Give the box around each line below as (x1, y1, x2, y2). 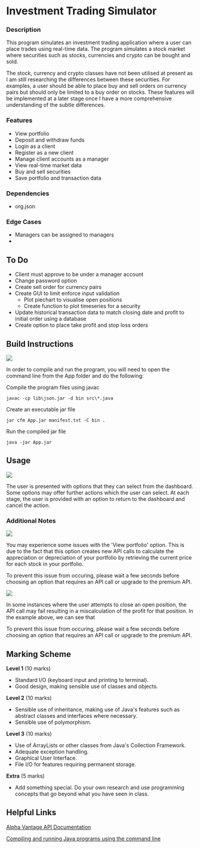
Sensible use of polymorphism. (14, 718, 91, 726)
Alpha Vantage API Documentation (6, 823, 91, 831)
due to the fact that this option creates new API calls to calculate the (6, 548, 174, 555)
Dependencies (6, 189, 50, 198)
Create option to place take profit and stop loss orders (14, 321, 148, 329)
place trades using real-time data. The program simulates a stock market (6, 45, 186, 53)
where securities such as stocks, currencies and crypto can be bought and (6, 52, 191, 59)
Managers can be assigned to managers (14, 231, 115, 238)
